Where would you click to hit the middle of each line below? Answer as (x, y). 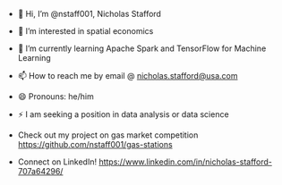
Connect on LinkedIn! (57, 162)
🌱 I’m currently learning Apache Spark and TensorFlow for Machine (142, 48)
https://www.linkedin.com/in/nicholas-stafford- (185, 162)
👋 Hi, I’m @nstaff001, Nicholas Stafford (89, 14)
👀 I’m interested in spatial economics (85, 31)
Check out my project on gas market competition (108, 135)
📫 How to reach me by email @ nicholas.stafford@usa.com (128, 76)
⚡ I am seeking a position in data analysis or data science (124, 114)
